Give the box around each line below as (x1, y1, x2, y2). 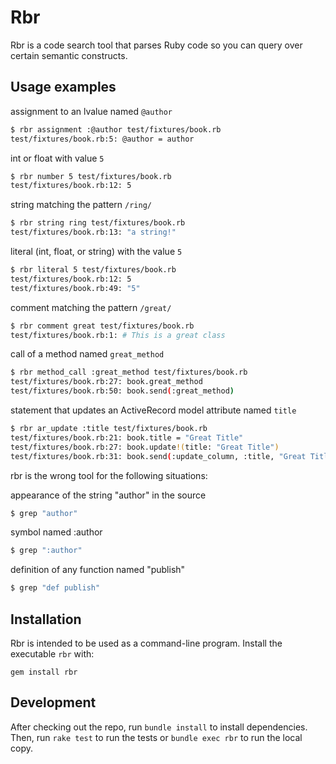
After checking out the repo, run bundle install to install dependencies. (10, 721, 308, 733)
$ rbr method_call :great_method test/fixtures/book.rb (10, 367, 248, 378)
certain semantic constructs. (10, 49, 128, 61)
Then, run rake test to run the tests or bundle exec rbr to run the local (10, 731, 303, 743)
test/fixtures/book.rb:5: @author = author (10, 134, 195, 144)
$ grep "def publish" (10, 583, 101, 593)
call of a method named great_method (10, 348, 165, 360)
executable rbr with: (10, 647, 95, 660)
